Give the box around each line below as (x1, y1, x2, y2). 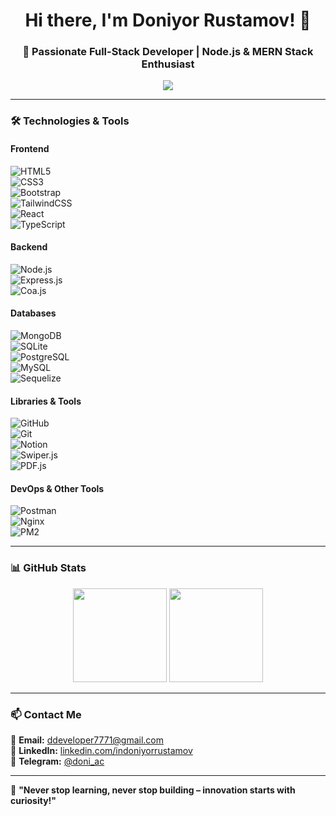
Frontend (10, 143, 50, 154)
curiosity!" (10, 795, 57, 807)
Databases (10, 307, 57, 319)
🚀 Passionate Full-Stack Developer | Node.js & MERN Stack (22, 45, 314, 59)
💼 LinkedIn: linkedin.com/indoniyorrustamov (10, 745, 193, 757)
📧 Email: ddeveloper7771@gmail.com (10, 734, 165, 746)
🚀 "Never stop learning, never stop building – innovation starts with (10, 784, 296, 796)
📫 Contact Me (10, 707, 82, 721)
